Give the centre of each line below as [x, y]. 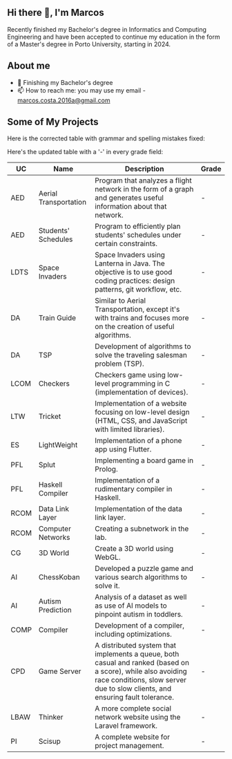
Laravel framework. [126, 726]
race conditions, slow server [141, 680]
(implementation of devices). [142, 393]
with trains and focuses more [142, 318]
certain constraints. [126, 244]
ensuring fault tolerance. [135, 697]
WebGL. [108, 557]
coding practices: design [135, 281]
